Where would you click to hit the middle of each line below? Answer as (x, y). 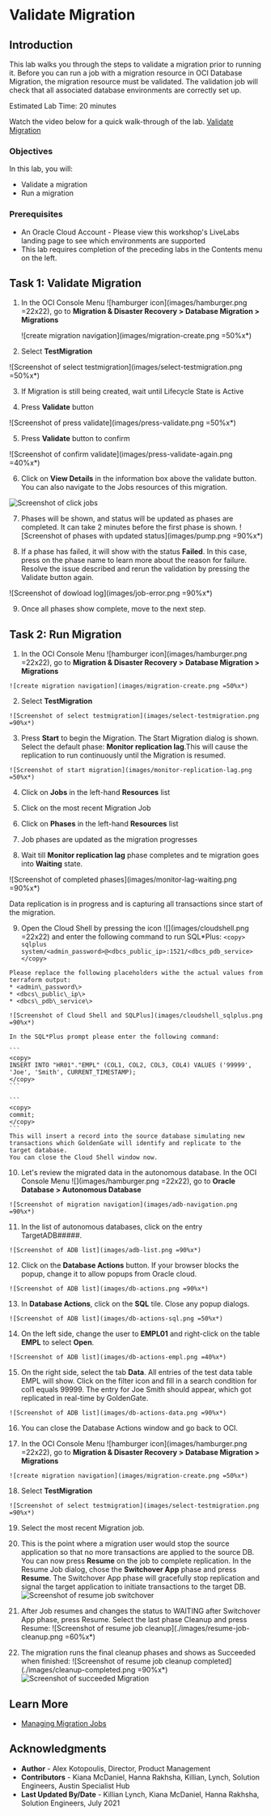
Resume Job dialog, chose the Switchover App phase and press (129, 1569)
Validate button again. (57, 577)
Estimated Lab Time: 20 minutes (63, 106)
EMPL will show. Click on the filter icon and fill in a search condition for (139, 1381)
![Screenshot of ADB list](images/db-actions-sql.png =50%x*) (116, 1319)
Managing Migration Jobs (64, 1724)
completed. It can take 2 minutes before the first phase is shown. (129, 527)
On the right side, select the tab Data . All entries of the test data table (137, 1372)
